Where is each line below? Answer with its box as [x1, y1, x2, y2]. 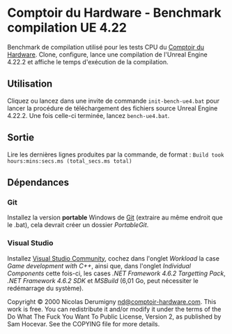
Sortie [7, 131, 35, 144]
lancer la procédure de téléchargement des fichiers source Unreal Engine [7, 103, 218, 112]
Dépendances [7, 176, 70, 188]
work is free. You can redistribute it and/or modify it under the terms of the [7, 305, 222, 313]
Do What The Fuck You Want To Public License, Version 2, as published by [7, 312, 222, 321]
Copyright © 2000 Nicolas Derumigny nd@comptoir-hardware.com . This [7, 297, 217, 305]
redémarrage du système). [7, 284, 84, 292]
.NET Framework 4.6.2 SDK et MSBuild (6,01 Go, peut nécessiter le [7, 276, 199, 284]
